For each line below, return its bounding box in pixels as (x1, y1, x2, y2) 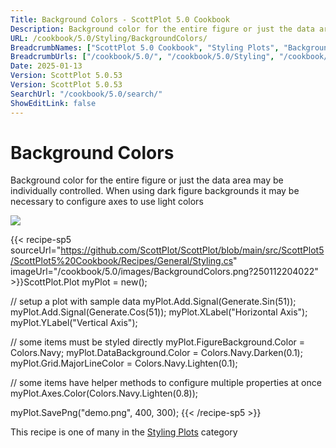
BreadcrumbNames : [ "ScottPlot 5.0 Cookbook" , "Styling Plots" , (10, 42, 280, 53)
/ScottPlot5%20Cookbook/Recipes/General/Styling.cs (10, 255, 234, 267)
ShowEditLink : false (10, 98, 97, 108)
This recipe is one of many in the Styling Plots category (10, 426, 238, 438)
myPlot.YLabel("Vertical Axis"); (10, 317, 138, 329)
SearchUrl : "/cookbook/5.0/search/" (10, 89, 163, 99)
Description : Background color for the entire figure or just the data (10, 24, 315, 34)
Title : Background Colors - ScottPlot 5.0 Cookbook (10, 14, 230, 25)
